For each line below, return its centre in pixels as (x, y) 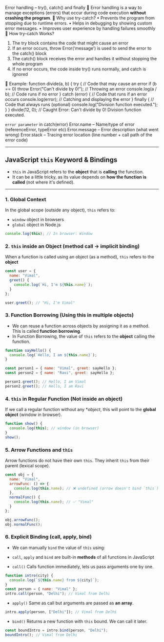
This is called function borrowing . (47, 331)
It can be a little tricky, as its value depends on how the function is (79, 177)
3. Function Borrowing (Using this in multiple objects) (70, 315)
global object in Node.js (36, 225)
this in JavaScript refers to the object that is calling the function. (78, 172)
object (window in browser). (33, 415)
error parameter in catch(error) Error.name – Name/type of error (70, 124)
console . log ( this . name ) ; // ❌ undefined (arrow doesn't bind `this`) (86, 488)
